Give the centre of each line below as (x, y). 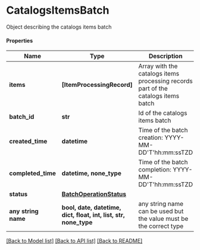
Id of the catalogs (163, 113)
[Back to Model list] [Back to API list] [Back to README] (74, 241)
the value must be (163, 219)
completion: (155, 170)
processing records (166, 81)
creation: (151, 137)
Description (165, 56)
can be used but (161, 211)
